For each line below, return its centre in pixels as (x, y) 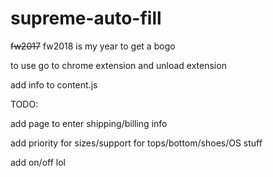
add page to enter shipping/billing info (89, 123)
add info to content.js (54, 84)
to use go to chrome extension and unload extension (118, 65)
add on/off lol (38, 162)
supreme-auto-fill (86, 18)
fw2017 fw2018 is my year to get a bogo (93, 46)
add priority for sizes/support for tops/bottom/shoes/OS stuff (136, 143)
